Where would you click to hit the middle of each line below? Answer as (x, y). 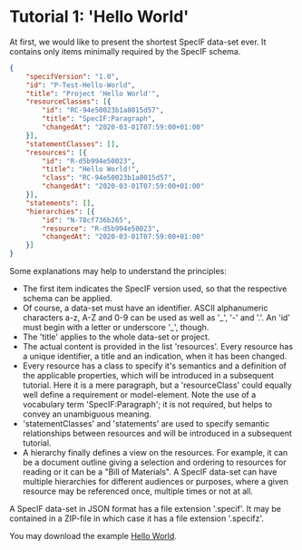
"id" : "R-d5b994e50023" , (89, 161)
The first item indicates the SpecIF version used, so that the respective (155, 289)
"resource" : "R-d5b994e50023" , (101, 229)
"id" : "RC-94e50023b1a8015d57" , (103, 111)
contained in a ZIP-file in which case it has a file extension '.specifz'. (137, 518)
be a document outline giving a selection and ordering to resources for (155, 462)
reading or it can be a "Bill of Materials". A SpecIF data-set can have (150, 472)
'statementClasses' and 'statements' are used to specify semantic (146, 424)
